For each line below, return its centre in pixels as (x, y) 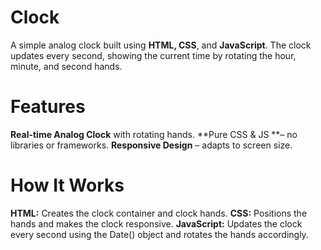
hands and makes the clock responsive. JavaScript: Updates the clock (156, 223)
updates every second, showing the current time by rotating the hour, (153, 55)
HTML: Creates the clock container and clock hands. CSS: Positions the (159, 213)
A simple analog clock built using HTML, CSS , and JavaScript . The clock (161, 45)
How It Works (67, 185)
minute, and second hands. (66, 66)
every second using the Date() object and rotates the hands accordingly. (159, 234)
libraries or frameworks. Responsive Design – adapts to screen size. (151, 145)
